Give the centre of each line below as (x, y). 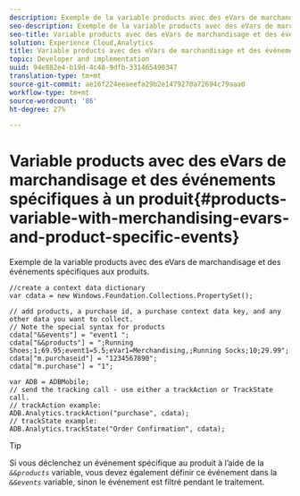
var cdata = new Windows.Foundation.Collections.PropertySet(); (131, 296)
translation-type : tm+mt (55, 76)
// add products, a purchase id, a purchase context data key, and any (145, 312)
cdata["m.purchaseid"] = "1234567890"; (83, 359)
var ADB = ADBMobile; (50, 382)
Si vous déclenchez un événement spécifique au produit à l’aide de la (137, 463)
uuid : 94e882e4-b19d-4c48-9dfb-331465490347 (93, 68)
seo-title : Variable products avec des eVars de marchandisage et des (143, 34)
